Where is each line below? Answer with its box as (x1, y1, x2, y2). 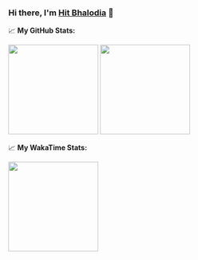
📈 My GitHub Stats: (8, 26, 76, 35)
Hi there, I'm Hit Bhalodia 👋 (8, 7, 114, 18)
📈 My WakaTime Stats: (8, 143, 88, 152)
